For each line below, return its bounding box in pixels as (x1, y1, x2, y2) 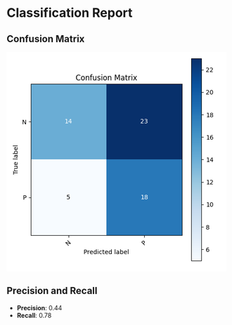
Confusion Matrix (6, 33, 85, 45)
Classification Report (6, 5, 133, 21)
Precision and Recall (6, 285, 98, 297)
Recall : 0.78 (16, 311, 52, 319)
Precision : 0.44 (16, 303, 63, 312)
